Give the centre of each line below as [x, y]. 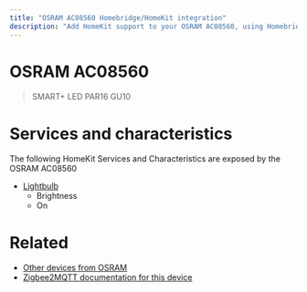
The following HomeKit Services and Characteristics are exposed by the [145, 159]
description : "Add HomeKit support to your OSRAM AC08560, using [136, 26]
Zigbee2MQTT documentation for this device [107, 277]
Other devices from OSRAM [75, 268]
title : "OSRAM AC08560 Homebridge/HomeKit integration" [118, 18]
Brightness [57, 196]
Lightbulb [41, 186]
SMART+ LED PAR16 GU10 [81, 97]
